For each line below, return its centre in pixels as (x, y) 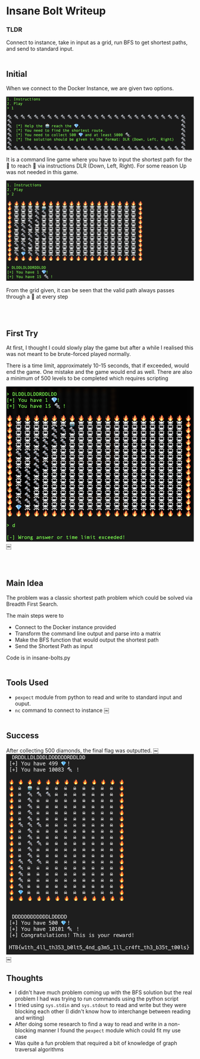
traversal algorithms (39, 1049)
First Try (22, 333)
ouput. (23, 703)
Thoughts (25, 978)
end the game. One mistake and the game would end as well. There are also (99, 372)
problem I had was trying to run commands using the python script (96, 999)
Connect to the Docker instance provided (65, 627)
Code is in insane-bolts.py (38, 658)
